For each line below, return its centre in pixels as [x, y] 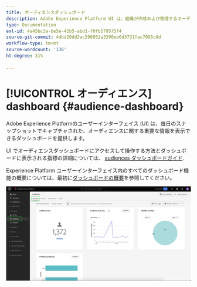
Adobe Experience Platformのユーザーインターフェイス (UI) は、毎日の [91, 123]
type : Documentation [31, 25]
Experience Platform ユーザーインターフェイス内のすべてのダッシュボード [95, 170]
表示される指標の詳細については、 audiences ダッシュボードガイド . [103, 158]
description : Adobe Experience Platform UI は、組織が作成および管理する [92, 18]
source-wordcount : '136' [36, 50]
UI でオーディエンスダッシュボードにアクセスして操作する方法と [84, 150]
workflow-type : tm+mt [33, 43]
